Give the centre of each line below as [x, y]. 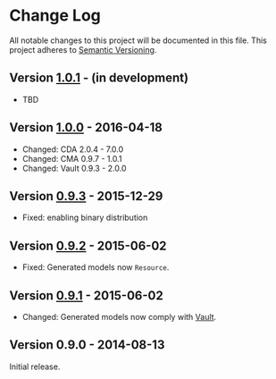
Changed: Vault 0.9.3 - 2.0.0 [74, 168]
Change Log [55, 16]
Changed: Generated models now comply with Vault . [119, 317]
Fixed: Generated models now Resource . [96, 267]
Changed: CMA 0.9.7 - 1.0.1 [72, 158]
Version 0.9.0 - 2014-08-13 [87, 345]
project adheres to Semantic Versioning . [83, 49]
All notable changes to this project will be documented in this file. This [138, 40]
